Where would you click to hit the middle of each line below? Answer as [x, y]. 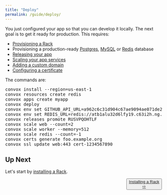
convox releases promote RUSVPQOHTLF [51, 119]
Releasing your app [32, 54]
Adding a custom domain [38, 65]
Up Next [18, 159]
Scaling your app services [39, 59]
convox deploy [22, 104]
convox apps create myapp [37, 99]
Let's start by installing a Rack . [37, 172]
